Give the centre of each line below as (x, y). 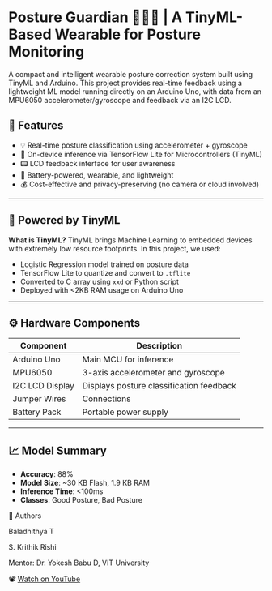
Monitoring (47, 52)
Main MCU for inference (128, 359)
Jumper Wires (39, 399)
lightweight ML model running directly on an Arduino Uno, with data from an (135, 91)
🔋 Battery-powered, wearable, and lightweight (97, 175)
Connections (106, 399)
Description (159, 346)
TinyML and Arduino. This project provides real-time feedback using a (125, 83)
